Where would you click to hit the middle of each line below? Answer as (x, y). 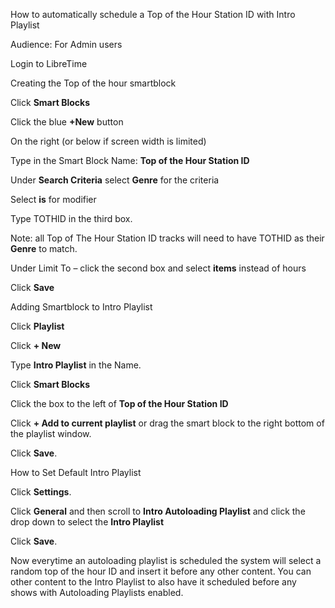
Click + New (36, 345)
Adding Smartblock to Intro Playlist (81, 307)
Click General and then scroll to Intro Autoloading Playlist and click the (158, 511)
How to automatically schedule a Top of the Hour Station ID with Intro (153, 14)
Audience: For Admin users (66, 44)
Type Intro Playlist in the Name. (76, 365)
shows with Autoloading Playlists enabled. (97, 592)
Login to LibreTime (49, 63)
